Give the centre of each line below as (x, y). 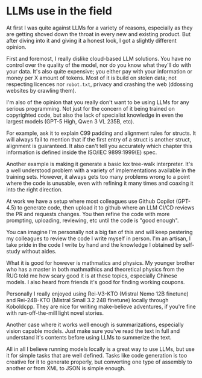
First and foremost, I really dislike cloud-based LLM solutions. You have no (99, 58)
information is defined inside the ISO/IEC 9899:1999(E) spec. (82, 152)
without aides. (39, 251)
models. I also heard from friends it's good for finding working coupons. (96, 282)
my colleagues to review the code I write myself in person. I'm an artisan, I (99, 238)
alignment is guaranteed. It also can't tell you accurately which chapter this (99, 146)
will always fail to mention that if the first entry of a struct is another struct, (99, 139)
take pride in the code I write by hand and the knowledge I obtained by (94, 244)
